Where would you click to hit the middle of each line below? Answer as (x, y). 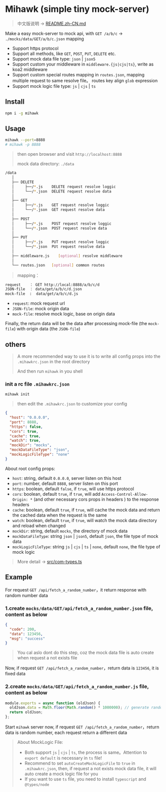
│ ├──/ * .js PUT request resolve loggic (61, 242)
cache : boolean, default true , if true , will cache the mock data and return (86, 510)
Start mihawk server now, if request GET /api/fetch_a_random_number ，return (82, 727)
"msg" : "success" (27, 639)
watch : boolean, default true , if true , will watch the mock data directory (84, 520)
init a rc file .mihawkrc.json (38, 384)
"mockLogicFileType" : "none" (40, 455)
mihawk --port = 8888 (25, 140)
